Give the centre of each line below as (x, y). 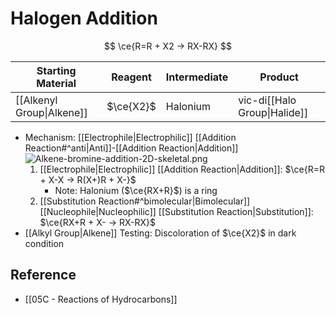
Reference (43, 275)
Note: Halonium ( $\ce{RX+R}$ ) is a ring (136, 190)
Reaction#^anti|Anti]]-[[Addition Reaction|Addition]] (131, 148)
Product (279, 77)
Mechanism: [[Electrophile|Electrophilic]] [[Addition (130, 137)
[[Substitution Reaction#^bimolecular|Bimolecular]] (145, 201)
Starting (56, 70)
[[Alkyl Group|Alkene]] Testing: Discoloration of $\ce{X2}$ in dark (160, 233)
